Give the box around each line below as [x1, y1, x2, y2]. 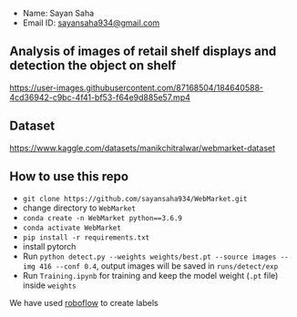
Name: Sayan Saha [22, 8, 95, 18]
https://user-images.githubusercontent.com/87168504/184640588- [9, 82, 264, 93]
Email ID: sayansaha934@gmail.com [22, 17, 160, 28]
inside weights [22, 280, 77, 291]
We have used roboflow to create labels [9, 298, 159, 309]
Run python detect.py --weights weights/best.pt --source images [22, 251, 277, 262]
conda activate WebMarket [22, 223, 121, 233]
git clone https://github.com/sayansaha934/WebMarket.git [22, 195, 248, 204]
